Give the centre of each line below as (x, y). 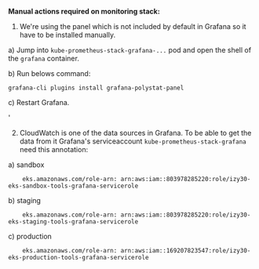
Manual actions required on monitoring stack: (84, 11)
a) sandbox (26, 165)
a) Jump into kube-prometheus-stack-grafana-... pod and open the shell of (130, 50)
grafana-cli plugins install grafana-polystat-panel (96, 88)
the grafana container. (44, 58)
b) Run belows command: (49, 73)
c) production (30, 236)
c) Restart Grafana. (39, 102)
